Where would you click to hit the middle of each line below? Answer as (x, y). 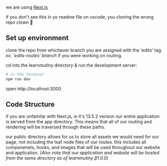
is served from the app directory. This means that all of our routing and (79, 122)
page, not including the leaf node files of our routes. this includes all (76, 142)
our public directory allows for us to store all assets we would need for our (82, 137)
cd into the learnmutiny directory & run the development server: (71, 65)
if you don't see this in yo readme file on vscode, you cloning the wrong (80, 17)
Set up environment (37, 38)
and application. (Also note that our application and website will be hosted (82, 153)
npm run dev (18, 79)
